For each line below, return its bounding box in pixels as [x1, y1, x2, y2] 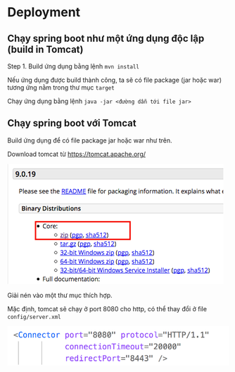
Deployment [7, 4, 81, 20]
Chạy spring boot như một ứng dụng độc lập [7, 32, 205, 44]
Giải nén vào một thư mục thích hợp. [7, 291, 113, 299]
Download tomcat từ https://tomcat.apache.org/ [7, 150, 146, 158]
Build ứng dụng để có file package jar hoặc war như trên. [7, 136, 172, 145]
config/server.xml [7, 313, 61, 320]
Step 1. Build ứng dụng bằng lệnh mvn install [7, 62, 139, 71]
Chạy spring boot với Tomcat [7, 117, 136, 129]
